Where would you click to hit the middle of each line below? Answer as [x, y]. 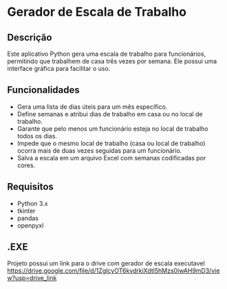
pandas [28, 218]
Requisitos [30, 187]
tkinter [26, 211]
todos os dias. [37, 136]
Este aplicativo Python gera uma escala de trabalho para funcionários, [107, 54]
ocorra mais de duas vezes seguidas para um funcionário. [99, 150]
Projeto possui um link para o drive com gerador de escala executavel [106, 264]
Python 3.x [32, 203]
